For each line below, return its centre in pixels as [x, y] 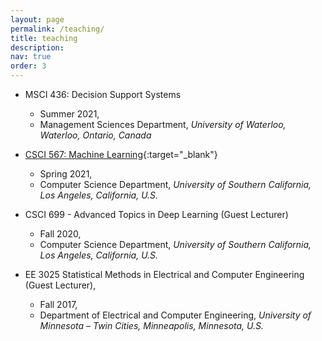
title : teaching [44, 38]
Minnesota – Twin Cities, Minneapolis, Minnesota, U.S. [152, 325]
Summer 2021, [69, 114]
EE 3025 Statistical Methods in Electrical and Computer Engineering [164, 274]
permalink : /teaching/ [57, 29]
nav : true [31, 57]
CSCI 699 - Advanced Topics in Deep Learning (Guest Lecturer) [156, 214]
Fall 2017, [58, 304]
